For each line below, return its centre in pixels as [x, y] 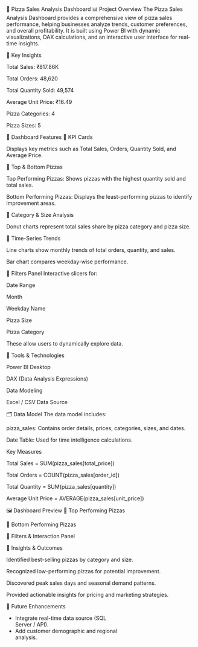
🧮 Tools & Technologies [35, 355]
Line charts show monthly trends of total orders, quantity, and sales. [91, 250]
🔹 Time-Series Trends [34, 238]
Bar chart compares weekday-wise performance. [67, 262]
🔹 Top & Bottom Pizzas [35, 167]
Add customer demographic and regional [66, 631]
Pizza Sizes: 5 [24, 125]
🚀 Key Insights [24, 55]
